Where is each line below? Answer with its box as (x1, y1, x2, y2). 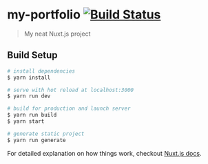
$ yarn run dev (7, 93, 51, 99)
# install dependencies (7, 67, 76, 75)
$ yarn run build (7, 112, 57, 119)
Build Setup (7, 49, 58, 61)
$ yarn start (7, 118, 45, 125)
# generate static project (7, 130, 85, 137)
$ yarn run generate (7, 137, 67, 143)
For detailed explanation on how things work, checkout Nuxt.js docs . (7, 149, 202, 157)
